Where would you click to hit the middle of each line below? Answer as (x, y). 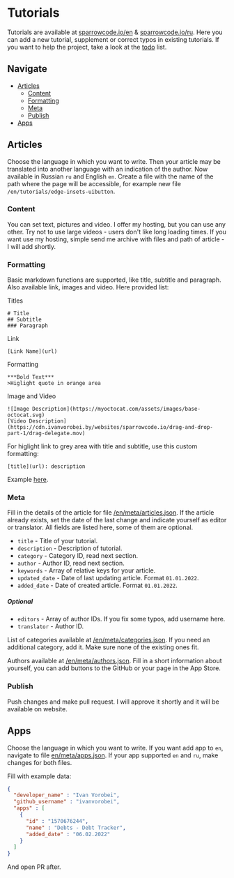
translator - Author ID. (50, 626)
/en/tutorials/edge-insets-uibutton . (61, 191)
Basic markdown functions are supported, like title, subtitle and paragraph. (114, 280)
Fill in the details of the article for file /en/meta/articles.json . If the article (111, 513)
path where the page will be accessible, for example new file (94, 183)
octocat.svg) (26, 415)
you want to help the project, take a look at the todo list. (87, 47)
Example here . (28, 480)
